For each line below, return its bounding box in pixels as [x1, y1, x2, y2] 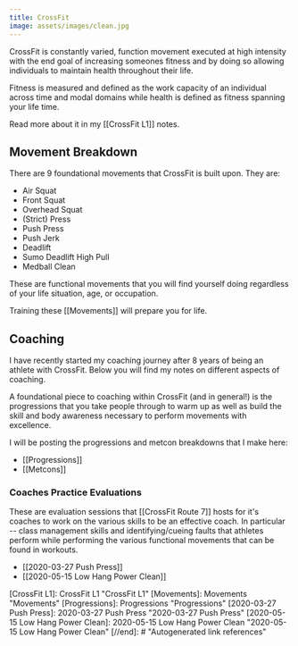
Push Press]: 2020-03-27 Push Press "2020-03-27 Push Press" [9, 608, 245, 618]
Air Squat [21, 185, 57, 197]
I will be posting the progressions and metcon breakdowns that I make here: [9, 437, 288, 448]
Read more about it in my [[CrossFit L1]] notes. [9, 118, 180, 130]
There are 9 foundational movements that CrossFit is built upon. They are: [9, 168, 281, 179]
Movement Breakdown [9, 144, 138, 159]
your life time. [9, 101, 60, 112]
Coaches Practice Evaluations [9, 486, 143, 499]
